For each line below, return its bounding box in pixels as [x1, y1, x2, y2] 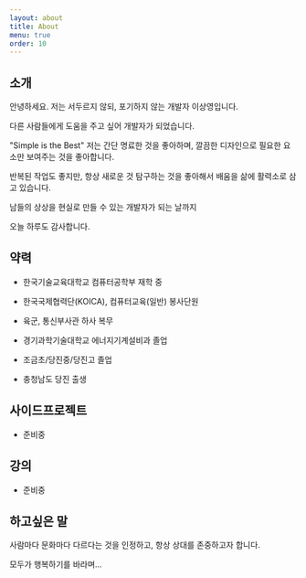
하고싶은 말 [9, 513, 69, 529]
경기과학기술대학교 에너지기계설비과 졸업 [22, 335, 168, 346]
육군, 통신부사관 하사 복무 [22, 315, 114, 326]
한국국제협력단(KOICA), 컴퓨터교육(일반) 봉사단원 [22, 295, 199, 306]
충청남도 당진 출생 [22, 373, 87, 384]
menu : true [9, 30, 51, 39]
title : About [9, 22, 59, 31]
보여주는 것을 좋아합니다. [26, 152, 115, 163]
